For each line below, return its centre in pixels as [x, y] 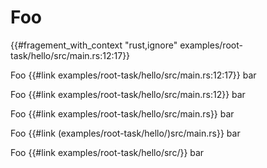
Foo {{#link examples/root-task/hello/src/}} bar [107, 152]
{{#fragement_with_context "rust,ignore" [94, 45]
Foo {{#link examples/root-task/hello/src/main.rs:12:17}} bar [133, 75]
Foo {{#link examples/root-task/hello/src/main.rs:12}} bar [128, 94]
